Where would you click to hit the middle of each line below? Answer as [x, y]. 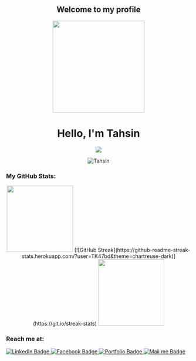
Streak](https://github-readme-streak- [144, 250]
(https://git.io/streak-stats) [65, 324]
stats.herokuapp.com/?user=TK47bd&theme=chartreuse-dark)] [99, 256]
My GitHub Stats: [31, 176]
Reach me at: [25, 339]
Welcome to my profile [99, 10]
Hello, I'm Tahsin [99, 133]
